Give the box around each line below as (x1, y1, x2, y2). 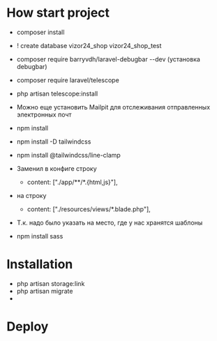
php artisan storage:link (16, 279, 85, 287)
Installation (6, 257, 73, 273)
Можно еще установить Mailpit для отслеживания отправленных (16, 103, 211, 111)
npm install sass (16, 232, 63, 240)
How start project (6, 5, 110, 21)
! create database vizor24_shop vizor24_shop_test (16, 41, 162, 50)
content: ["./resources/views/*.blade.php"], (27, 204, 151, 213)
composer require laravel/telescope (16, 75, 119, 84)
